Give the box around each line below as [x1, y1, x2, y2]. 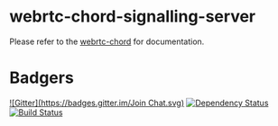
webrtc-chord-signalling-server [9, 6, 255, 27]
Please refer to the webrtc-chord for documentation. [9, 36, 205, 47]
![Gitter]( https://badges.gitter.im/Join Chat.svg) [9, 97, 185, 108]
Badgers [9, 67, 74, 88]
